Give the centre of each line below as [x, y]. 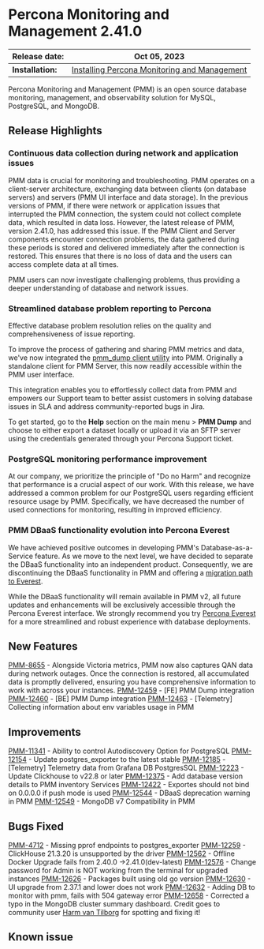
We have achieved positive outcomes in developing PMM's [104, 547]
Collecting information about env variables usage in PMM [101, 707]
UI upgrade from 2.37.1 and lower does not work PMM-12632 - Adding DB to [132, 887]
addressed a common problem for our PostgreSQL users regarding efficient [131, 493]
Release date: [38, 56]
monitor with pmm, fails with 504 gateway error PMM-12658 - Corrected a [129, 895]
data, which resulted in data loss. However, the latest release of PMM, [121, 222]
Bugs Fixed [36, 826]
